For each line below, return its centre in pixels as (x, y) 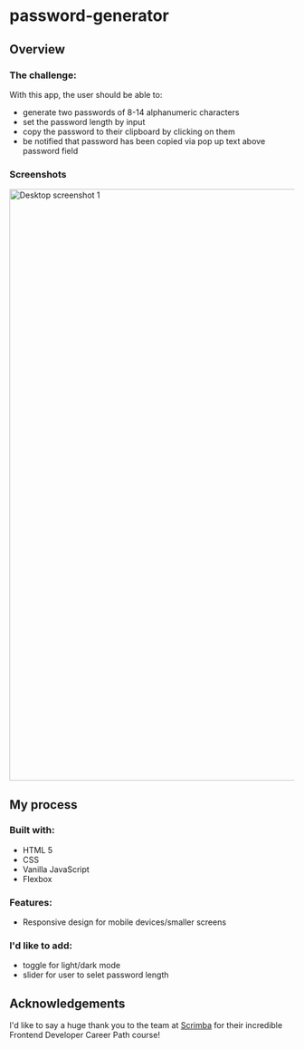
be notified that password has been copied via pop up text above (144, 141)
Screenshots (38, 174)
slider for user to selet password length (95, 975)
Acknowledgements (67, 1003)
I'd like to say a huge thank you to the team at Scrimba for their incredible (146, 1025)
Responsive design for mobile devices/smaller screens (124, 922)
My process (43, 805)
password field (50, 151)
